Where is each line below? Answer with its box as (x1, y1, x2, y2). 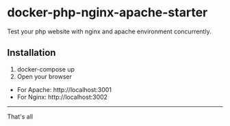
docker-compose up (16, 65, 75, 73)
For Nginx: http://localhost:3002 (16, 93, 108, 101)
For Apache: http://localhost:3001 (16, 85, 112, 93)
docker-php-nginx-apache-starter (7, 5, 208, 20)
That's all (7, 112, 33, 121)
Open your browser (16, 72, 72, 80)
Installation (7, 47, 56, 59)
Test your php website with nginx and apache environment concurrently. (7, 27, 212, 35)
